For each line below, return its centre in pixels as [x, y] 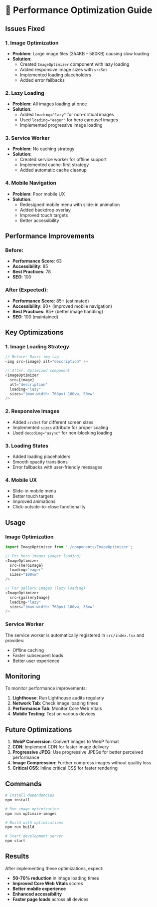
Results [17, 856]
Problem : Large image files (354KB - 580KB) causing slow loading [81, 53]
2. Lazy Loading [25, 93]
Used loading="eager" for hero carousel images [69, 120]
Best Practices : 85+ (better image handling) [58, 311]
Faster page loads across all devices [50, 899]
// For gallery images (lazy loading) [45, 588]
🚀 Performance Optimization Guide [79, 10]
